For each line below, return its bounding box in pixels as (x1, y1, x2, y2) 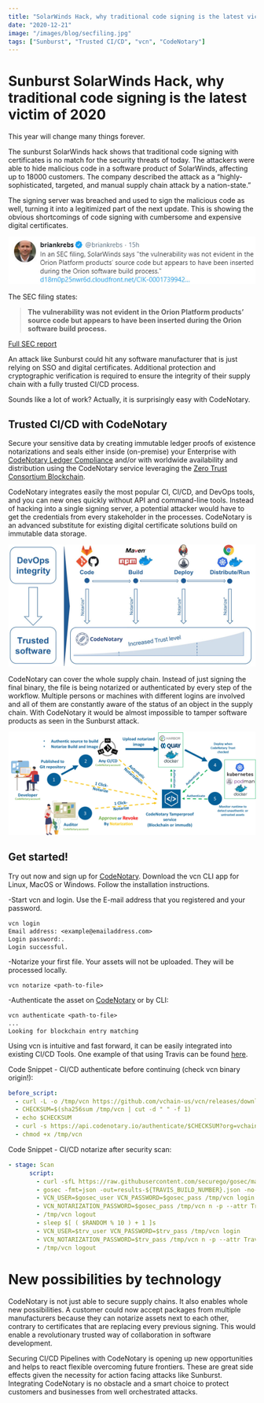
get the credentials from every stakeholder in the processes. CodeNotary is (8, 512, 253, 522)
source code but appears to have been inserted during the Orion (27, 315, 242, 326)
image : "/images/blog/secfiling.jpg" (8, 29, 132, 37)
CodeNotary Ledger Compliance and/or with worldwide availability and (8, 455, 238, 465)
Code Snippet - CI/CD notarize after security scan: (8, 1144, 172, 1154)
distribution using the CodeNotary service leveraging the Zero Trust (8, 464, 228, 473)
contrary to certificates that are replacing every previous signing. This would (8, 1321, 256, 1331)
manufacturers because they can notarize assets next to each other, (8, 1313, 229, 1323)
